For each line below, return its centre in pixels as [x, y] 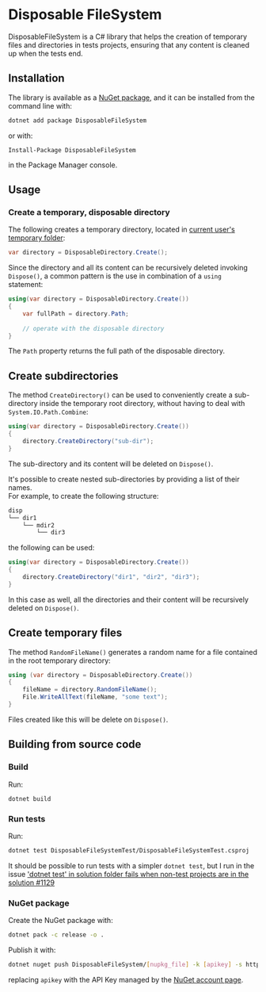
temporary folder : [37, 238]
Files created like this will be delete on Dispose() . [88, 719]
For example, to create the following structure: [84, 496]
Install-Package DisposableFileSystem [72, 150]
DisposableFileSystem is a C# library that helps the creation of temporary [128, 36]
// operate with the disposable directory [93, 328]
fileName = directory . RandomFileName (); [90, 690]
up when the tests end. [46, 53]
